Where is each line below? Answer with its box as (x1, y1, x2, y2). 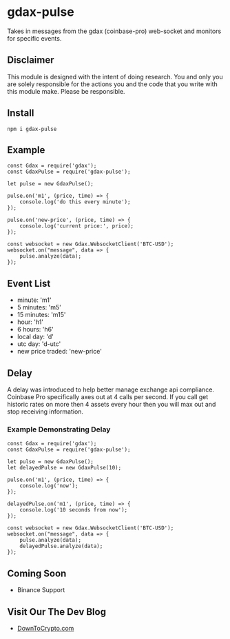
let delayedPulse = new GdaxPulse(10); (7, 465, 122, 471)
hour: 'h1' (17, 318, 43, 326)
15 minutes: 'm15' (17, 311, 67, 319)
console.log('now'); (19, 483, 79, 489)
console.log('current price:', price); (19, 223, 134, 230)
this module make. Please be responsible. (7, 87, 125, 95)
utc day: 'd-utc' (17, 340, 61, 348)
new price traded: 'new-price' (17, 347, 102, 356)
